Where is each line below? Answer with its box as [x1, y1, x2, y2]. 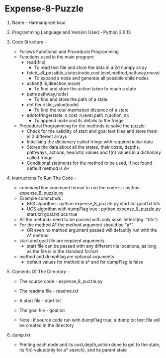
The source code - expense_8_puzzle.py [19, 278, 103, 284]
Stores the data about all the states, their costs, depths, [26, 144, 140, 150]
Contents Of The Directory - [11, 268, 70, 275]
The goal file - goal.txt [19, 307, 65, 313]
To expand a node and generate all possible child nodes [34, 75, 149, 81]
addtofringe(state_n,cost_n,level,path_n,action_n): [26, 112, 130, 118]
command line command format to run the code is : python [19, 184, 140, 190]
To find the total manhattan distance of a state [34, 107, 129, 113]
